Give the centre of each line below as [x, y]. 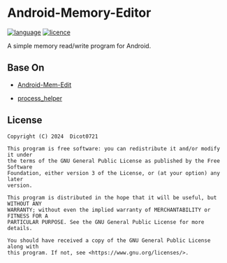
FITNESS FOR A [28, 216]
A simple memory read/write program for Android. [79, 45]
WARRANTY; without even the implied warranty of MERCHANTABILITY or [109, 210]
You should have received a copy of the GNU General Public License [109, 240]
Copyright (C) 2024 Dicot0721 [53, 136]
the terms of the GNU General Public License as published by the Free [113, 161]
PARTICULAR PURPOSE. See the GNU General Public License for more [106, 222]
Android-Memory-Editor [79, 13]
